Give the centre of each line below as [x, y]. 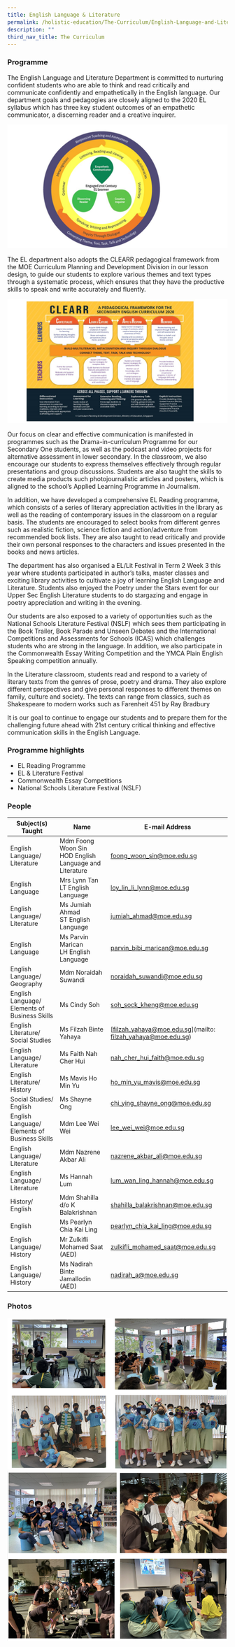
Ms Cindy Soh [79, 1004]
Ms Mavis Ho [78, 1078]
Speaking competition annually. [52, 660]
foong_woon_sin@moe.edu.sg [154, 855]
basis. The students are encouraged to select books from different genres [114, 522]
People [19, 806]
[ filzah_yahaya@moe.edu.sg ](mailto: [163, 1029]
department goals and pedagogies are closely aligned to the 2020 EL [107, 100]
